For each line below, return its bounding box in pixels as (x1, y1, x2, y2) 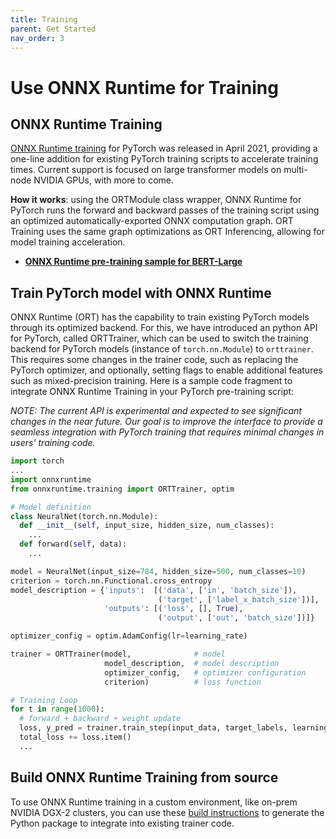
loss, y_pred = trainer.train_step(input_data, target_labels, (19, 723, 288, 733)
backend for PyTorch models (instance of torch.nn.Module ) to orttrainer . (10, 343, 314, 355)
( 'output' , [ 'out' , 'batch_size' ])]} (158, 613, 315, 623)
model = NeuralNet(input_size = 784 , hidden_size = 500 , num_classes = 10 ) (10, 566, 307, 576)
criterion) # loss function (104, 677, 262, 687)
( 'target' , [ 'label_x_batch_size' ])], (158, 594, 320, 605)
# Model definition (10, 502, 92, 512)
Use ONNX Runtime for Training (10, 76, 279, 99)
